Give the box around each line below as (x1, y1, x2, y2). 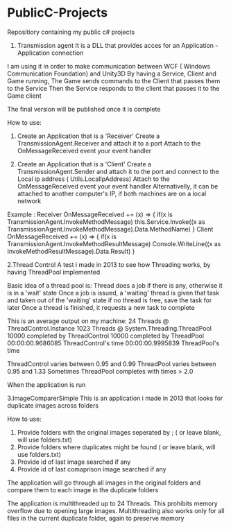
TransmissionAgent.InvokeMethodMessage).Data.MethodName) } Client (7, 225, 214, 233)
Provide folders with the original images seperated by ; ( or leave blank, (17, 428, 221, 436)
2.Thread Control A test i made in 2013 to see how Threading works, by (7, 260, 211, 268)
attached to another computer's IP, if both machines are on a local (17, 189, 207, 198)
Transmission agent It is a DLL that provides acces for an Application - (17, 41, 219, 49)
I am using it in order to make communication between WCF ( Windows (7, 62, 210, 70)
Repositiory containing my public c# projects (7, 28, 135, 36)
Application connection (17, 49, 84, 57)
